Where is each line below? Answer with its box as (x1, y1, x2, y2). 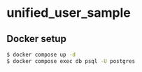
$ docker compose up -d (6, 51, 76, 58)
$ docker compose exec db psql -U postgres (6, 57, 136, 64)
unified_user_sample (6, 5, 131, 21)
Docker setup (6, 33, 67, 45)
